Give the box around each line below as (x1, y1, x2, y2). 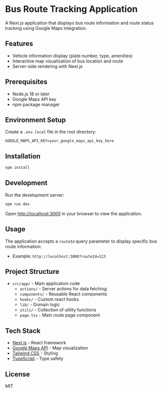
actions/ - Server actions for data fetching (19, 286, 107, 292)
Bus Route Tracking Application (5, 3, 138, 15)
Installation (5, 152, 41, 160)
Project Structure (5, 267, 59, 276)
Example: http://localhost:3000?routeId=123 (12, 253, 106, 259)
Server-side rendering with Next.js (12, 63, 83, 69)
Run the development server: (5, 192, 64, 198)
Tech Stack (5, 327, 41, 335)
